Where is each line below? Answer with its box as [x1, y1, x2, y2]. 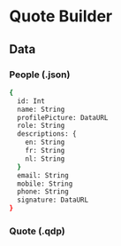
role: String [17, 122, 65, 131]
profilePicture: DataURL [17, 113, 109, 122]
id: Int [17, 96, 46, 106]
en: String [25, 138, 65, 147]
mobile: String [17, 179, 73, 188]
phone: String [17, 187, 69, 196]
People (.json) [9, 68, 71, 81]
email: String [17, 171, 69, 179]
